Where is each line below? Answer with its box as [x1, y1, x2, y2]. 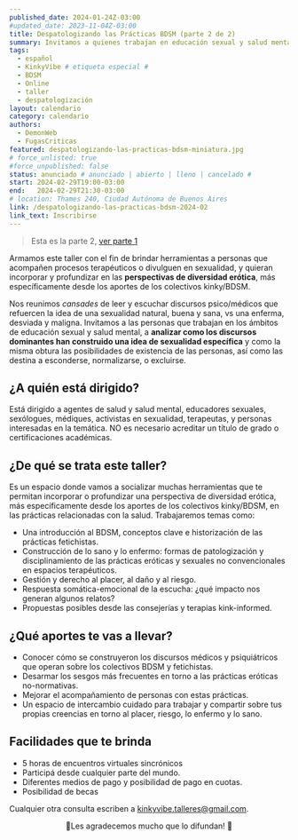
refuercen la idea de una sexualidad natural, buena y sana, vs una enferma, [9, 307, 285, 318]
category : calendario [9, 112, 90, 121]
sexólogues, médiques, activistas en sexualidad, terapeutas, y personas [9, 414, 272, 424]
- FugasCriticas [17, 137, 77, 146]
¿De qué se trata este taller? [9, 458, 167, 473]
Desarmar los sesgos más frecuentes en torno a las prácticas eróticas [21, 671, 278, 682]
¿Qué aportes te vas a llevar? [9, 628, 173, 644]
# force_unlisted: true [9, 153, 98, 162]
